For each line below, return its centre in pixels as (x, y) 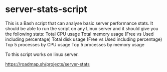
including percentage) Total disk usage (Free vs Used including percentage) (84, 39)
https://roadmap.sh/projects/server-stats (48, 64)
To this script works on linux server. (42, 54)
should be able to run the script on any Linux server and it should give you (82, 28)
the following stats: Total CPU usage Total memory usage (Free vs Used (79, 34)
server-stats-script (46, 9)
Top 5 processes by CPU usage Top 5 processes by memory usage (75, 44)
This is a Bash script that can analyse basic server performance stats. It (79, 23)
